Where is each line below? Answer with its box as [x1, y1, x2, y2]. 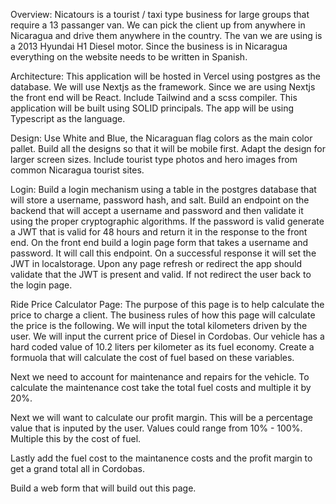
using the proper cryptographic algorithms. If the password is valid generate [10, 215, 325, 227]
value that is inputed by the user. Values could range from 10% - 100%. [10, 422, 303, 434]
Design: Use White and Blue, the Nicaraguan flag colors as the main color [10, 132, 313, 144]
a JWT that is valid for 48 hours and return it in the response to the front [10, 226, 308, 238]
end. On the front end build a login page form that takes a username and [10, 237, 309, 248]
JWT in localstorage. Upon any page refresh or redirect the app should [10, 258, 303, 269]
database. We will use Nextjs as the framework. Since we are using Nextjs [10, 81, 316, 93]
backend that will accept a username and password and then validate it [10, 205, 304, 216]
